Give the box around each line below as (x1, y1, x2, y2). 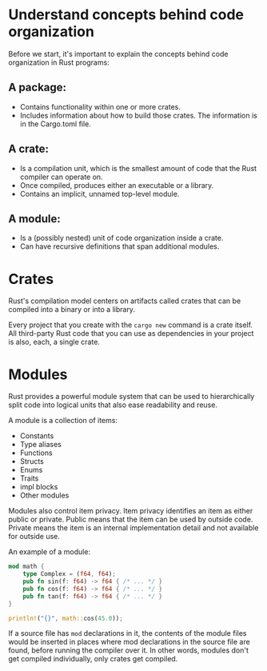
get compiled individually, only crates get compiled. (8, 654, 178, 664)
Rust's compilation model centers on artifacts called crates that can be (8, 296, 241, 306)
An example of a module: (8, 547, 90, 557)
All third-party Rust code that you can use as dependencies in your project (8, 329, 254, 338)
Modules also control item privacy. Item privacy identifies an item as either (8, 506, 253, 516)
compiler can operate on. (19, 172, 103, 182)
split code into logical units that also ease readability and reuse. (8, 400, 218, 409)
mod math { (8, 562, 45, 571)
